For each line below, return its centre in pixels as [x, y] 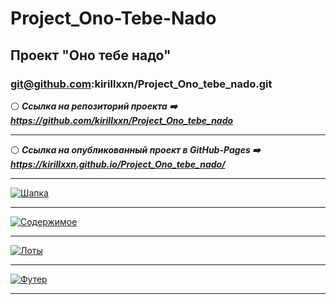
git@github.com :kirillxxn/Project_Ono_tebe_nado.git [141, 84]
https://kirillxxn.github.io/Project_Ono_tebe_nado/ [118, 164]
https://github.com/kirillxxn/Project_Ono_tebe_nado [122, 120]
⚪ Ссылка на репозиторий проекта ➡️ [94, 106]
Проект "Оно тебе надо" [91, 55]
